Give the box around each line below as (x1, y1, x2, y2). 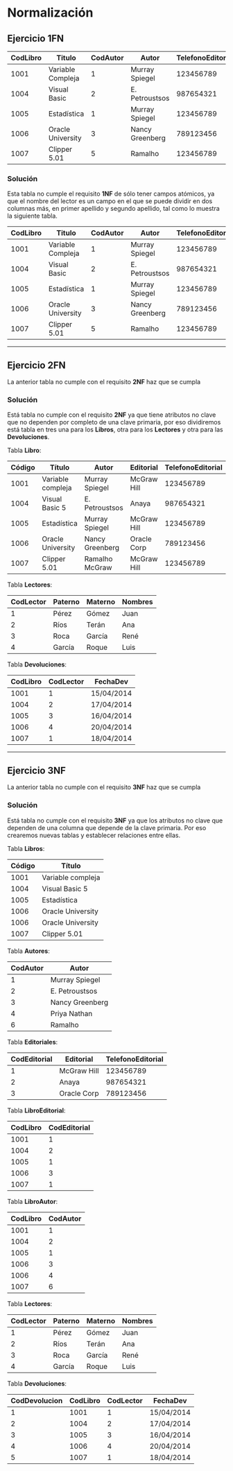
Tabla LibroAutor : (7, 1197, 58, 1205)
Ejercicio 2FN (7, 359, 66, 371)
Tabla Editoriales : (7, 1038, 58, 1046)
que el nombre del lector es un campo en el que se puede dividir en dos (7, 197, 213, 205)
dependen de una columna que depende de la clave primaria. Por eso (7, 823, 207, 832)
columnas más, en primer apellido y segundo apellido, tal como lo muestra (7, 205, 220, 213)
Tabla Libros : (7, 844, 45, 852)
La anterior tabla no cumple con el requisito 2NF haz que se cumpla (7, 378, 201, 386)
